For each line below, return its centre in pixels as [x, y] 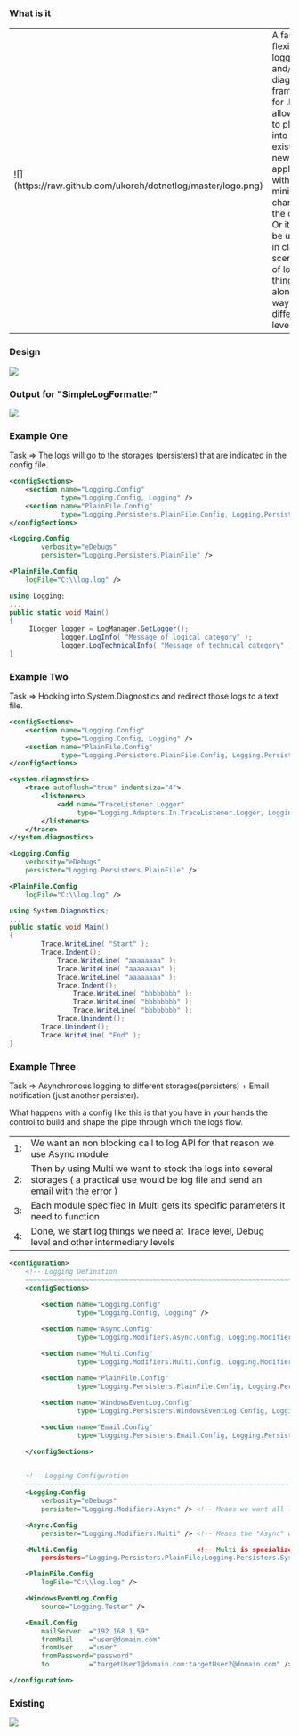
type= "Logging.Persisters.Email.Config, [153, 1435]
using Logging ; [37, 596]
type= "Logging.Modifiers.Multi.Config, [151, 1362]
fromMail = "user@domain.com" [101, 1640]
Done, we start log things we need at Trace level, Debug [147, 1231]
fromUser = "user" [79, 1648]
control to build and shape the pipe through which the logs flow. [126, 1121]
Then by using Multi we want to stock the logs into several [152, 1169]
